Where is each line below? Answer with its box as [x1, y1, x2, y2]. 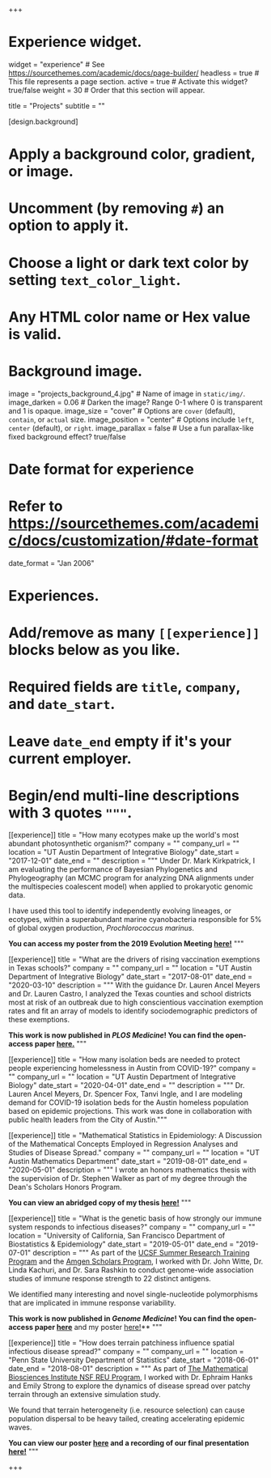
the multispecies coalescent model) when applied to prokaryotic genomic [8, 881, 253, 891]
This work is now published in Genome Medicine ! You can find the [8, 1314, 235, 1323]
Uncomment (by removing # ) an [8, 199, 225, 218]
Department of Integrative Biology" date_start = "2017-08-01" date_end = [8, 972, 253, 982]
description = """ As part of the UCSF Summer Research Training [32, 1248, 250, 1258]
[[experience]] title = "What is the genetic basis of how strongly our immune [8, 1213, 262, 1223]
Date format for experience [8, 460, 194, 478]
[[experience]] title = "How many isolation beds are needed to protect [8, 1055, 240, 1064]
